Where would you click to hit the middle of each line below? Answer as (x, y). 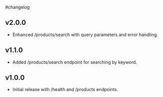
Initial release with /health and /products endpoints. (65, 90)
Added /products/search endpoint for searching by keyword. (75, 62)
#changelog (17, 7)
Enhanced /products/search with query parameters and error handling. (85, 35)
